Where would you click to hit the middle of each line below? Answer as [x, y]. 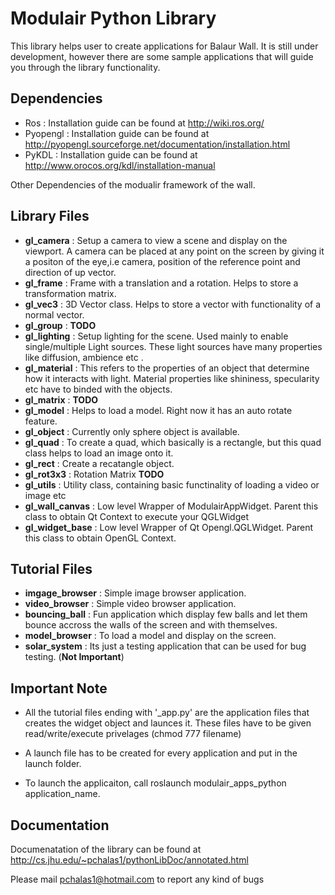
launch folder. [53, 764]
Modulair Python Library [113, 18]
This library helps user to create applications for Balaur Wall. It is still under [164, 46]
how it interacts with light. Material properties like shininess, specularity [172, 378]
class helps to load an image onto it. [99, 453]
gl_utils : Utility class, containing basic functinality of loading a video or [172, 484]
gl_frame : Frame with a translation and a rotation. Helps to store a [161, 283]
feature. [41, 421]
